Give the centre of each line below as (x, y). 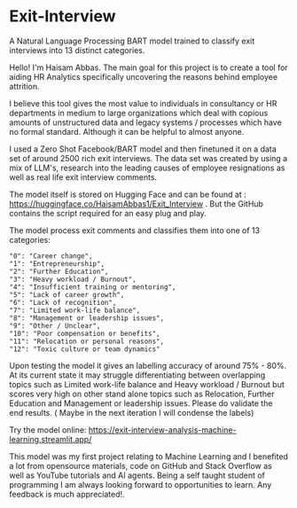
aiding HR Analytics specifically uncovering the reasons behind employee (143, 76)
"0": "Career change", (51, 256)
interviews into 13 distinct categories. (77, 50)
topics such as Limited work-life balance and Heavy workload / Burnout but (147, 384)
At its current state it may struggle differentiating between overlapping (137, 375)
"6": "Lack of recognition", (63, 302)
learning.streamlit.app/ (51, 439)
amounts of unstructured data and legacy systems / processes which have (145, 122)
